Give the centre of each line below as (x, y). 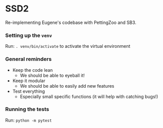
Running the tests (27, 109)
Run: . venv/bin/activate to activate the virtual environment (68, 46)
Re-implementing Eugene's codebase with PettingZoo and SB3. (71, 22)
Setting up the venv (29, 35)
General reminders (28, 59)
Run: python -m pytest (29, 120)
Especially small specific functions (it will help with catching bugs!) (89, 96)
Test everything (29, 91)
